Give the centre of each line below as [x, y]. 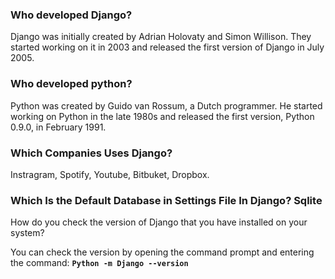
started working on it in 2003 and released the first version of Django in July [167, 47]
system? [27, 233]
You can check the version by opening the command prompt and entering [162, 252]
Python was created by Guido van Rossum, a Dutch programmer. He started [166, 105]
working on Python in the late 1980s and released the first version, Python [162, 116]
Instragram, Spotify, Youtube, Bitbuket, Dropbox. [110, 174]
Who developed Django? [71, 15]
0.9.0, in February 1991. [58, 127]
